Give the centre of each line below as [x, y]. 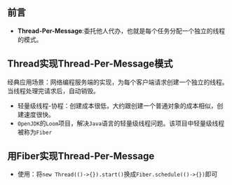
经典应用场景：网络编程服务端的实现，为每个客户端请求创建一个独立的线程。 [118, 82]
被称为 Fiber [35, 132]
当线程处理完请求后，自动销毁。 [53, 90]
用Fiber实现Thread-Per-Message [81, 156]
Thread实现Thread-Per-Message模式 [90, 64]
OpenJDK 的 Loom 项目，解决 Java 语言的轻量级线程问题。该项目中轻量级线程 [121, 123]
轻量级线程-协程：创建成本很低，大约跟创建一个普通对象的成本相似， [117, 105]
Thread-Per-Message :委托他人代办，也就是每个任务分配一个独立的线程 [121, 31]
